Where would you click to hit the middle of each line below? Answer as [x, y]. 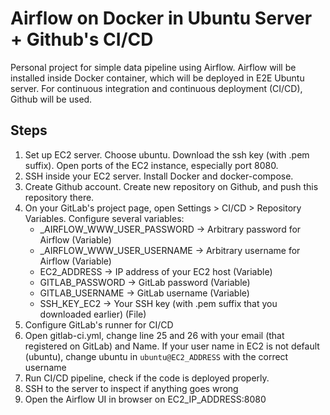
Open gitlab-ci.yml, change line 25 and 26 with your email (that [154, 335]
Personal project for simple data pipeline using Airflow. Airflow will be [153, 67]
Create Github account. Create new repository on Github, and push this [171, 186]
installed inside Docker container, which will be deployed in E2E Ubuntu [157, 78]
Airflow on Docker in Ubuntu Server [161, 18]
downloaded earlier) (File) [93, 314]
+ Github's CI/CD [82, 39]
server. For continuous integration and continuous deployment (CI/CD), [156, 88]
